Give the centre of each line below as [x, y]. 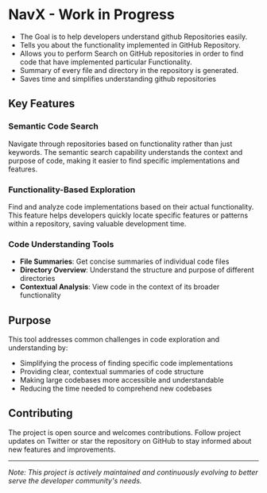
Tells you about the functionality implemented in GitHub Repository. [130, 44]
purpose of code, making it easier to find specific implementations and [124, 160]
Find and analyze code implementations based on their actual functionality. [131, 206]
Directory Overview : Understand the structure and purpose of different [137, 270]
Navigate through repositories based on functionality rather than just [120, 144]
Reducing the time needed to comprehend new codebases [116, 389]
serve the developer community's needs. [75, 480]
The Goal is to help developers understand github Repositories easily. [133, 37]
